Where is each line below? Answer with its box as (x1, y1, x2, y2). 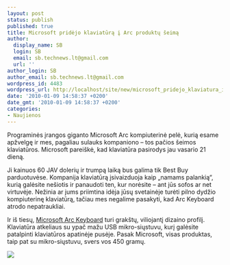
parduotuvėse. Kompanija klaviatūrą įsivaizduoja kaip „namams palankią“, (7, 173, 214, 181)
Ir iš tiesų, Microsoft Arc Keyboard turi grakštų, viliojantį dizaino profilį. (7, 215, 205, 223)
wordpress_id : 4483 (7, 80, 63, 87)
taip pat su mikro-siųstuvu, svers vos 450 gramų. (7, 237, 146, 245)
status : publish (7, 16, 53, 23)
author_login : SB (7, 67, 57, 74)
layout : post (7, 10, 44, 17)
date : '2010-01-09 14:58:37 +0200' (7, 93, 109, 100)
